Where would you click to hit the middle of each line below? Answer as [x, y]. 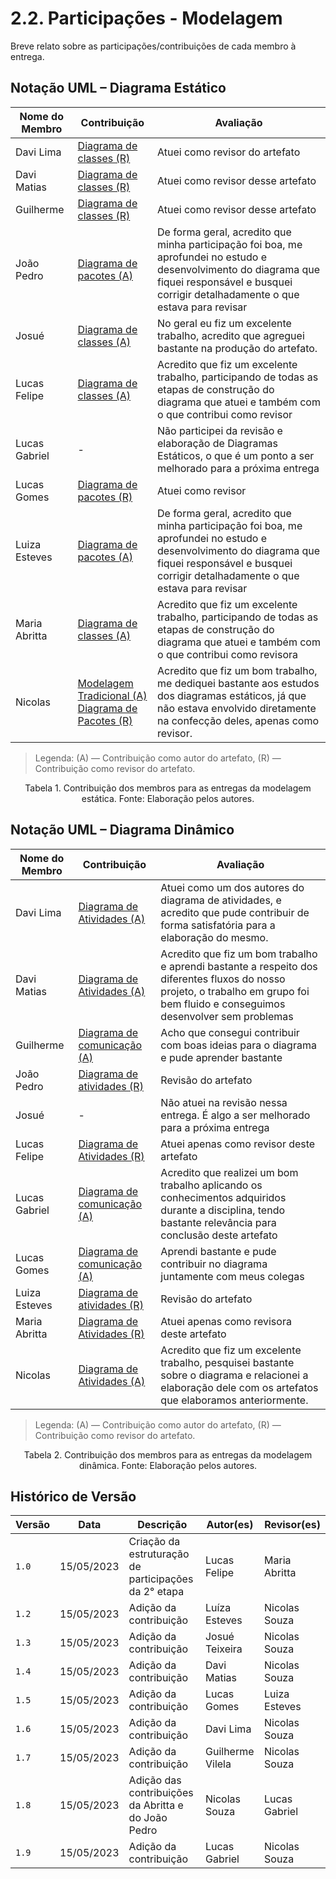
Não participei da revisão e [219, 430]
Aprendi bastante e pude [218, 1251]
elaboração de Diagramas [217, 443]
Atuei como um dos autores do [232, 887]
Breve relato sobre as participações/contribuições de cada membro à [153, 46]
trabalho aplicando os [211, 1185]
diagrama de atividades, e [221, 900]
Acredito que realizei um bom [229, 1172]
